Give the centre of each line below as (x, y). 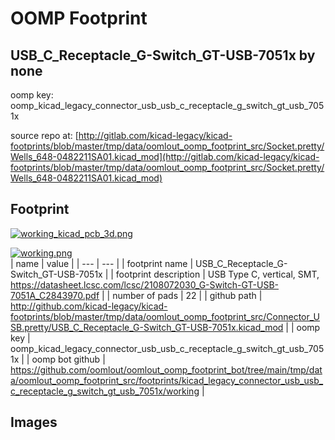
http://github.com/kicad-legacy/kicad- (89, 306)
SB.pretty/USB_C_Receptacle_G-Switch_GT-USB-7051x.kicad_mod (147, 327)
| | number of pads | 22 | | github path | (182, 295)
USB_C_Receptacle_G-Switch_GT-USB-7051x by (163, 55)
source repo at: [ (44, 135)
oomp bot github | (68, 359)
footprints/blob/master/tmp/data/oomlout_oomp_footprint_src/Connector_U (165, 316)
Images (34, 422)
